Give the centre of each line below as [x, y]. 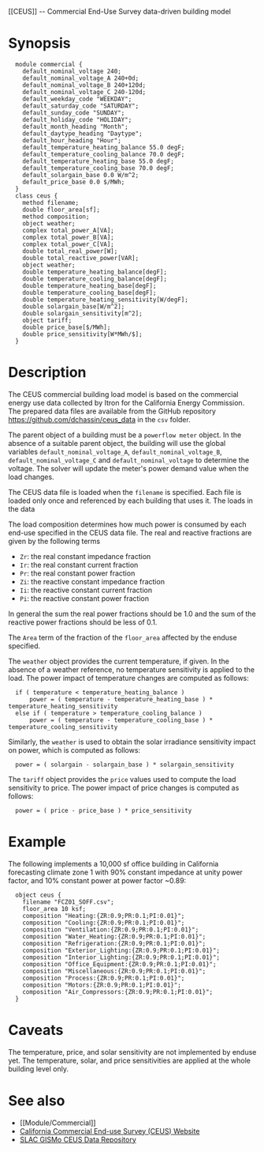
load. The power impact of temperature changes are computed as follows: [129, 678]
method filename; [51, 202]
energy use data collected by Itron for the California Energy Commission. [126, 402]
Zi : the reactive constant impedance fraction [92, 581]
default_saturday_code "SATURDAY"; [81, 106]
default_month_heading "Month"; [75, 127]
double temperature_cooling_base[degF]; [89, 293]
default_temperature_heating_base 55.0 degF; [99, 161]
